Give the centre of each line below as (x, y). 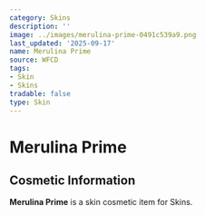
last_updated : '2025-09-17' (63, 43)
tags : (20, 69)
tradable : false (40, 93)
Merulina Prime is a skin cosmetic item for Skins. (101, 202)
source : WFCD (34, 60)
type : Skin (30, 102)
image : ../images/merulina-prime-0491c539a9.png (103, 34)
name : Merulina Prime (50, 52)
